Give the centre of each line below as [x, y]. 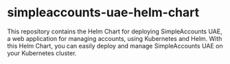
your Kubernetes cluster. [42, 53]
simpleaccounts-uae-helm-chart [103, 13]
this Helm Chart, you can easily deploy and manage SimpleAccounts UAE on [115, 46]
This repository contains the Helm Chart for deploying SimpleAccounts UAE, [115, 31]
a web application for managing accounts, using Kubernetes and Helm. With [115, 38]
